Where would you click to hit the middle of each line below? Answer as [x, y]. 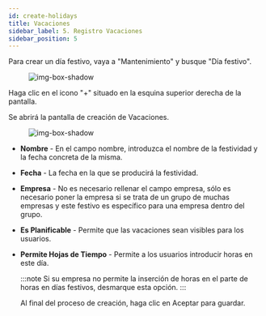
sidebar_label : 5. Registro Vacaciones [76, 31]
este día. [34, 263]
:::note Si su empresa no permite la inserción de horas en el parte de [134, 279]
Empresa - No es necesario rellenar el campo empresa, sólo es [125, 189]
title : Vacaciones [39, 23]
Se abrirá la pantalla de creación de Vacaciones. [89, 117]
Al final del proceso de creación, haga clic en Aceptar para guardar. [133, 303]
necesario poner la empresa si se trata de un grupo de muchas [125, 197]
